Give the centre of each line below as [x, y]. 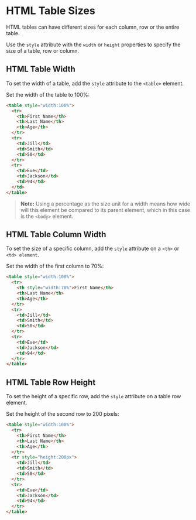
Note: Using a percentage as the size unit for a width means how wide [105, 204]
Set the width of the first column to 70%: [55, 266]
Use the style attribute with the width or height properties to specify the [93, 45]
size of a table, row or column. [43, 50]
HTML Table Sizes [51, 11]
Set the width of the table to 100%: [48, 94]
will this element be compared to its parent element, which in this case [105, 210]
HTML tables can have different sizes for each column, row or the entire [93, 27]
